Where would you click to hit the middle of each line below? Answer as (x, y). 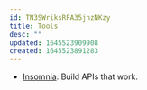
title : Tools (34, 26)
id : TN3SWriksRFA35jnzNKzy (60, 18)
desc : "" (26, 34)
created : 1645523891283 (54, 51)
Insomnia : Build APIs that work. (80, 76)
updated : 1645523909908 (54, 43)
